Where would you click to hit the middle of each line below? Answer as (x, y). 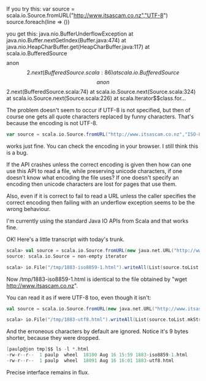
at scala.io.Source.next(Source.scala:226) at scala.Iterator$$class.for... (96, 98)
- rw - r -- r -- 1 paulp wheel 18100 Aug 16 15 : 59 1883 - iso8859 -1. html (97, 355)
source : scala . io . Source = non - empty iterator (67, 256)
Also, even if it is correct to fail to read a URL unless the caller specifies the (101, 196)
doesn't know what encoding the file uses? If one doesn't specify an (93, 177)
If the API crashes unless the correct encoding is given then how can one (99, 164)
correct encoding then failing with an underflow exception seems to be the (101, 202)
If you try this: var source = (40, 9)
